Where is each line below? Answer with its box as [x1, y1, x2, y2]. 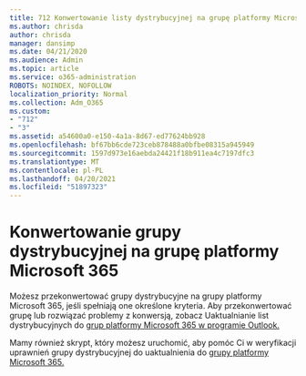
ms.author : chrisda [9, 22, 84, 31]
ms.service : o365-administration [9, 73, 137, 82]
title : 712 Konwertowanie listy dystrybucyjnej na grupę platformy [9, 13, 271, 23]
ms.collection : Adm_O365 [9, 97, 104, 107]
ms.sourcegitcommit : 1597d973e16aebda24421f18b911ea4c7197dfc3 [9, 148, 255, 158]
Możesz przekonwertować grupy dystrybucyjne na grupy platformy [9, 290, 262, 301]
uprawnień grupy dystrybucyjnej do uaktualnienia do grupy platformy [9, 347, 270, 358]
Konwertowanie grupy [9, 222, 182, 242]
